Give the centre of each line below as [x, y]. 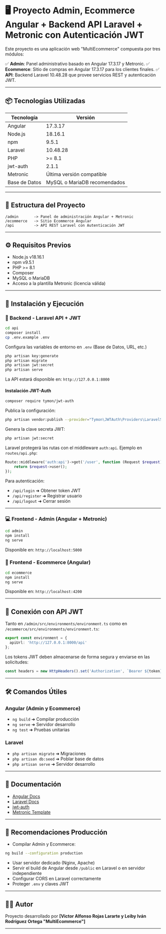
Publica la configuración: [30, 410]
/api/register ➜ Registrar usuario [47, 496]
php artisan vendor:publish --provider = [47, 420]
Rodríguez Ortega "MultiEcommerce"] [45, 922]
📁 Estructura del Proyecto [45, 205]
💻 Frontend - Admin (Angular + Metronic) [56, 519]
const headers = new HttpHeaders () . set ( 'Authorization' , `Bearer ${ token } [84, 671]
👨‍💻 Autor [19, 904]
